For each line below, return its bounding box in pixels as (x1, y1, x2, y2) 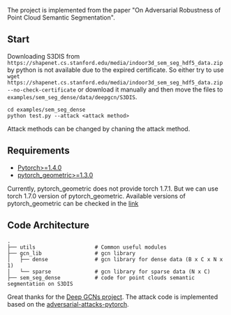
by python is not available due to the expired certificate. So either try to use (7, 66, 225, 74)
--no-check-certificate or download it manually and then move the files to (7, 85, 223, 94)
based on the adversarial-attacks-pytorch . (7, 300, 129, 309)
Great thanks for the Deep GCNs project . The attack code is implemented (7, 293, 218, 301)
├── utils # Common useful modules (7, 244, 167, 251)
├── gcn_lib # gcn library (7, 250, 136, 257)
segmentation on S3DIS (7, 281, 73, 288)
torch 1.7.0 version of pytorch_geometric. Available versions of (7, 191, 186, 200)
